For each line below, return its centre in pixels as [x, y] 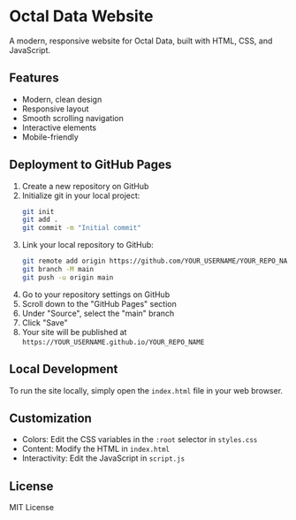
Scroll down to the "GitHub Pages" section [99, 303]
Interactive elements [59, 127]
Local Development [64, 369]
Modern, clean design [62, 99]
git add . [40, 220]
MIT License [32, 508]
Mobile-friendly [50, 137]
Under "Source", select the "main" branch [98, 313]
